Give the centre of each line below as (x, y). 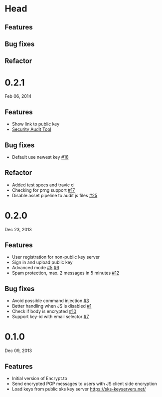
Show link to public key (36, 124)
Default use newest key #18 (40, 157)
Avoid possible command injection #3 (50, 301)
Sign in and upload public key (42, 262)
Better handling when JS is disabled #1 (52, 306)
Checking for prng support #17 (43, 190)
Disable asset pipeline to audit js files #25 (55, 195)
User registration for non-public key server (56, 257)
